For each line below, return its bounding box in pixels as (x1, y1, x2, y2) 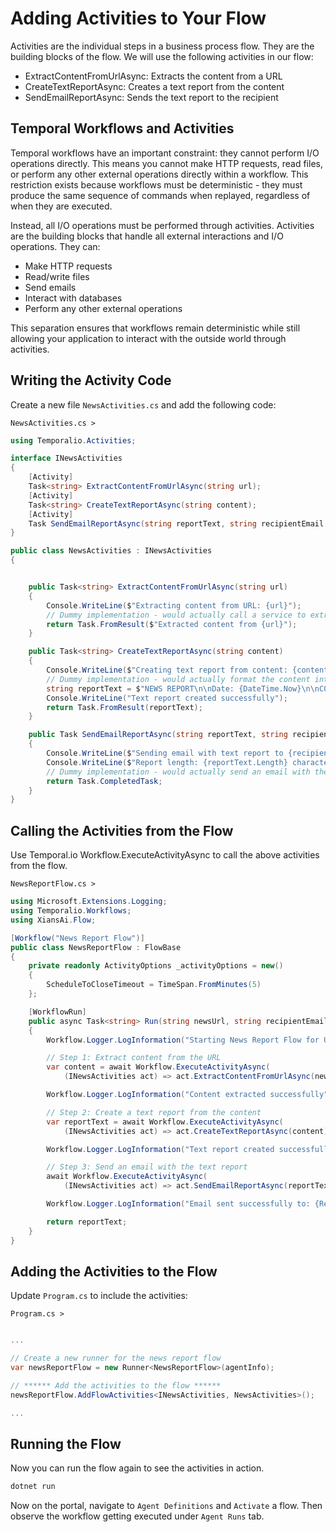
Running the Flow (10, 1435, 122, 1452)
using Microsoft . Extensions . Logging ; (10, 897, 168, 907)
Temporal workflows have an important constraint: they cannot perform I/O (10, 147, 320, 159)
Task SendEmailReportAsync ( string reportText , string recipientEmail (28, 518, 325, 529)
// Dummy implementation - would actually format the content (46, 674, 311, 684)
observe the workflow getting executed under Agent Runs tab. (10, 1510, 265, 1522)
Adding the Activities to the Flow (10, 1263, 218, 1280)
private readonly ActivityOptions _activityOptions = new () (28, 961, 284, 971)
